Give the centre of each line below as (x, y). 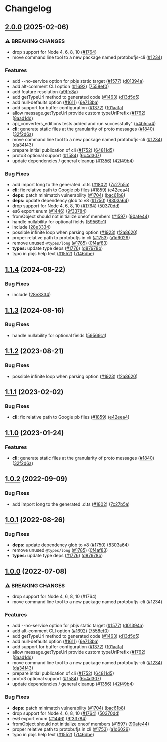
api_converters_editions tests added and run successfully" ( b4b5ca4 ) (84, 124)
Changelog (28, 9)
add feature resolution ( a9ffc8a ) (45, 92)
